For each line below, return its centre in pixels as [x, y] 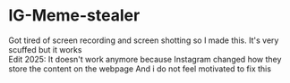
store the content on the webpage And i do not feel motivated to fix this [140, 69]
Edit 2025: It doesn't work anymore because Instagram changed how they [145, 59]
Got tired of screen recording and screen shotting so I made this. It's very [144, 40]
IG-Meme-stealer [74, 16]
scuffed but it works [45, 49]
